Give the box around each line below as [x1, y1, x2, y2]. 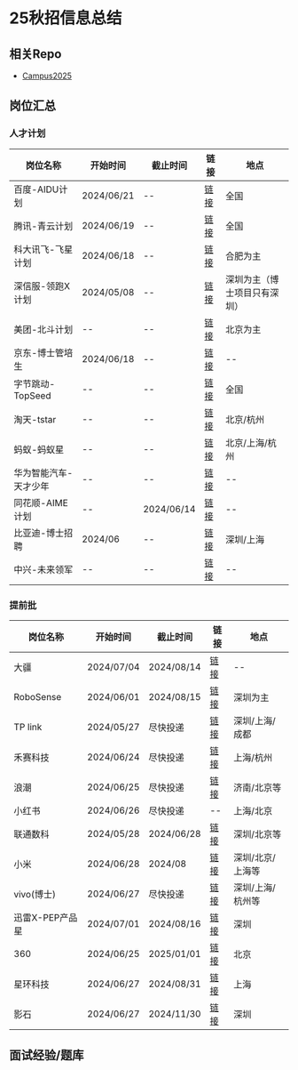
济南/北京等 [233, 781, 282, 793]
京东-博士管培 [13, 346, 74, 358]
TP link [13, 720, 43, 733]
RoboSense [13, 690, 62, 703]
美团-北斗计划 [13, 323, 74, 335]
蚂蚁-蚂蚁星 [13, 443, 65, 455]
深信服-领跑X [13, 279, 71, 292]
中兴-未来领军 [13, 563, 74, 575]
